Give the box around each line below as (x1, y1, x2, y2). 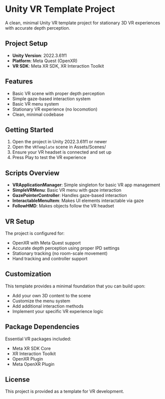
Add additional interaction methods (12, 303, 84, 309)
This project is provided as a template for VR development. (5, 389, 125, 395)
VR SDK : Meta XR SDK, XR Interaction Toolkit (12, 63, 104, 69)
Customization (5, 270, 52, 279)
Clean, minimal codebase (12, 111, 64, 117)
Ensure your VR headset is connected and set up (12, 149, 112, 155)
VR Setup (5, 217, 34, 226)
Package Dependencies (5, 322, 80, 331)
